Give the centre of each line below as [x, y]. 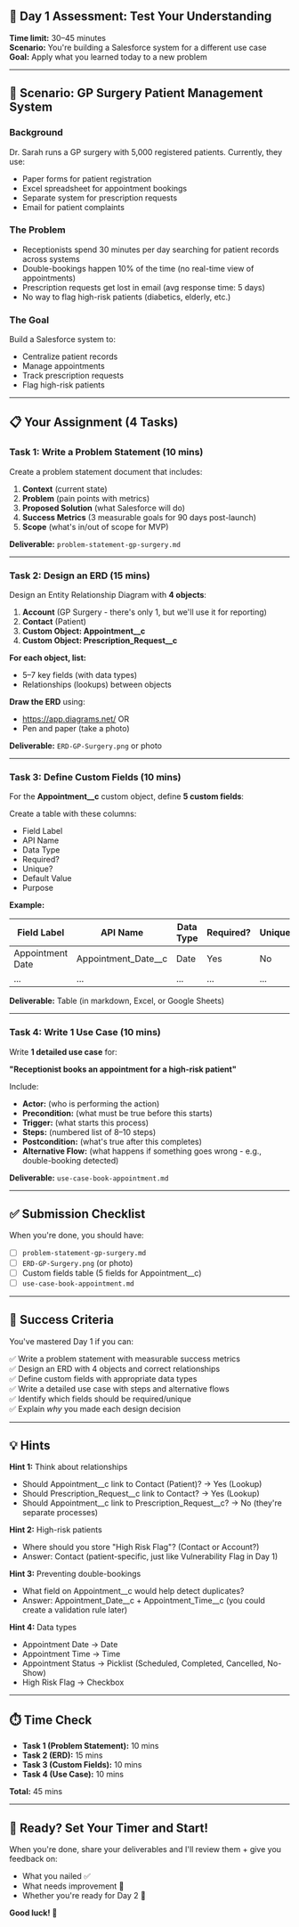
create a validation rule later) [75, 1610]
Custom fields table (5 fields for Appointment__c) [112, 1273]
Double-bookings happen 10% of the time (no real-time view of [138, 268]
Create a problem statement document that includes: [106, 471]
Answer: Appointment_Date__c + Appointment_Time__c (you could [143, 1601]
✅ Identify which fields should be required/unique [100, 1399]
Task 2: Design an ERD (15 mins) [80, 576]
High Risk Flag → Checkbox [73, 1682]
